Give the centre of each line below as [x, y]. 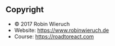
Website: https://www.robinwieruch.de [62, 30]
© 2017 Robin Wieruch [42, 24]
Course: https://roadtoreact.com [54, 36]
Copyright [25, 10]
